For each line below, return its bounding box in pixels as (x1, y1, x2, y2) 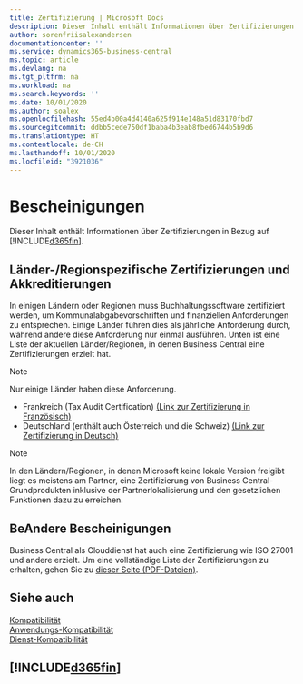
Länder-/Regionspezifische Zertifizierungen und (9, 262, 290, 277)
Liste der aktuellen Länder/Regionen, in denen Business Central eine (9, 339, 265, 350)
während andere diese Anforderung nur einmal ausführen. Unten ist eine (9, 329, 280, 341)
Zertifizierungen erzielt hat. (9, 349, 112, 360)
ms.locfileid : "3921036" (9, 156, 103, 166)
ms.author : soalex (9, 106, 79, 115)
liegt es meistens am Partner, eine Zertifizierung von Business (9, 475, 240, 486)
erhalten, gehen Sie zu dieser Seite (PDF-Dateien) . (9, 564, 199, 575)
